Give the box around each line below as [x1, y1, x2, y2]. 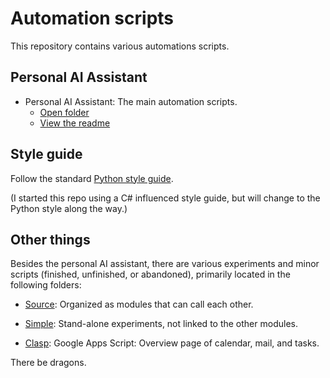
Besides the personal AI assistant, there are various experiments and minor [10, 258, 320, 270]
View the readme [39, 117, 111, 129]
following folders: [10, 279, 82, 291]
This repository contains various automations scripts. [10, 40, 230, 52]
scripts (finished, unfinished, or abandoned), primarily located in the [10, 268, 291, 281]
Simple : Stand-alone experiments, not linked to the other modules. [24, 318, 298, 330]
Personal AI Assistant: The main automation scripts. [24, 95, 238, 107]
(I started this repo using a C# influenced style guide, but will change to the [10, 192, 321, 204]
